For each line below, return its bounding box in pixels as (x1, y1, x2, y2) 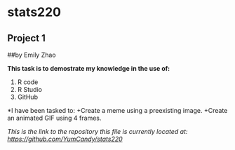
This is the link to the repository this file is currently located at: (7, 128, 188, 135)
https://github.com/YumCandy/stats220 (7, 135, 123, 143)
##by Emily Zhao (7, 50, 56, 59)
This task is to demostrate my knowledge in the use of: (7, 64, 170, 72)
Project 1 (7, 32, 46, 44)
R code (17, 78, 39, 86)
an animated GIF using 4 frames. (7, 114, 102, 122)
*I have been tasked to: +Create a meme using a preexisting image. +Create (7, 107, 228, 114)
